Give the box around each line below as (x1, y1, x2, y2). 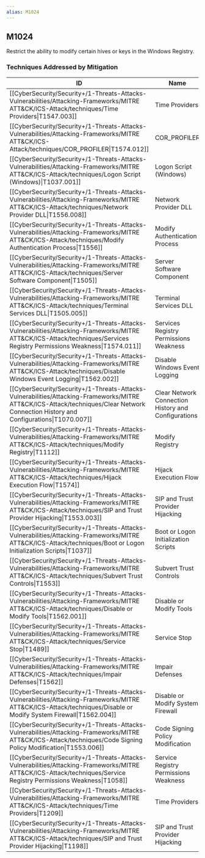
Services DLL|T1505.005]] (9, 309, 88, 318)
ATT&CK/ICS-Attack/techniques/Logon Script (9, 170, 141, 178)
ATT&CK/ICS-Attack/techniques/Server (9, 268, 123, 277)
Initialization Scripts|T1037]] (9, 546, 93, 554)
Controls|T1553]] (9, 579, 61, 587)
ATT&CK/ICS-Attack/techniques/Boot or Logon (9, 539, 145, 547)
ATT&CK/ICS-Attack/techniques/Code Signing (9, 735, 143, 744)
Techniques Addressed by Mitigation (6, 63, 118, 71)
